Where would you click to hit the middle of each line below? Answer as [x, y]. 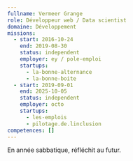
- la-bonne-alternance [59, 72]
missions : [22, 33]
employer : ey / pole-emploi [61, 59]
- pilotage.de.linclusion [63, 124]
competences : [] [31, 130]
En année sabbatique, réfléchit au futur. [64, 150]
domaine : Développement [42, 26]
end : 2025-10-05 [44, 91]
